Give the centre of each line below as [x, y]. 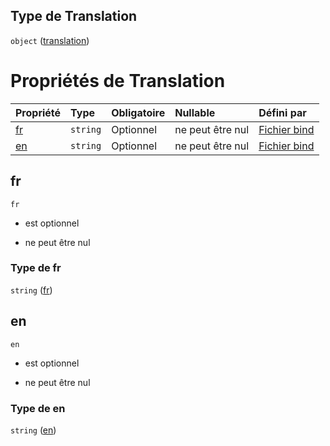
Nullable [195, 112]
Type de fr [36, 268]
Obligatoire [138, 112]
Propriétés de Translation [118, 81]
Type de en [38, 408]
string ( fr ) [31, 290]
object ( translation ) [50, 40]
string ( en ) [33, 430]
